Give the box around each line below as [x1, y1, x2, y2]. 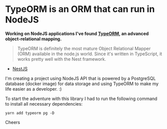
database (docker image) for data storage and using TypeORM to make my [5, 81, 159, 87]
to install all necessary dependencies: [5, 101, 83, 107]
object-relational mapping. [5, 36, 62, 42]
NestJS [12, 66, 28, 72]
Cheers [5, 119, 20, 125]
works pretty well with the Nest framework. [17, 56, 106, 62]
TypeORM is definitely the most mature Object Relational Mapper [17, 45, 151, 51]
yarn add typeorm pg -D [5, 111, 55, 116]
